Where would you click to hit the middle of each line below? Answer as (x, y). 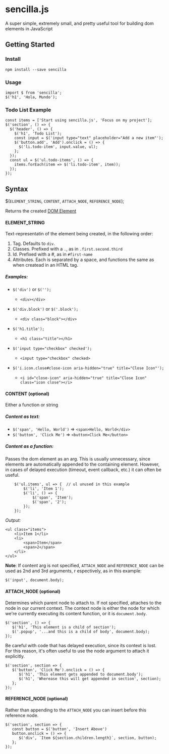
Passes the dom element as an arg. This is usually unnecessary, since (78, 459)
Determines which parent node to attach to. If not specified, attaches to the (83, 603)
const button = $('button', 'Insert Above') (60, 729)
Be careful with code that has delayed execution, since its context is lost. (81, 645)
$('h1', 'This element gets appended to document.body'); (81, 674)
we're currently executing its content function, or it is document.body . (76, 613)
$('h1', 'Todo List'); (38, 134)
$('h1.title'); (29, 329)
